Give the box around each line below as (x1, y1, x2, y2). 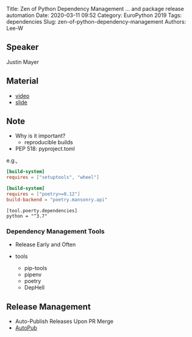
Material (6, 76, 38, 86)
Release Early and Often (15, 241, 76, 248)
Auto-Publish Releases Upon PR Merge (15, 318, 114, 325)
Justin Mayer (6, 58, 40, 66)
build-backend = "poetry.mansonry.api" (6, 196, 108, 203)
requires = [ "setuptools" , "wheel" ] (6, 175, 99, 181)
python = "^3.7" (6, 213, 48, 219)
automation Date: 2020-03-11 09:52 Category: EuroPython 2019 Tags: (6, 12, 182, 19)
